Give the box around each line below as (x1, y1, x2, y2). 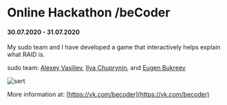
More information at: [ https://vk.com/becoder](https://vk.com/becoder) (7, 91, 210, 99)
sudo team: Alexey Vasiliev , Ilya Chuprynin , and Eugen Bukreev (7, 64, 186, 72)
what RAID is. (7, 50, 45, 59)
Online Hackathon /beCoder (7, 5, 171, 21)
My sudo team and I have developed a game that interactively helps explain (7, 43, 221, 51)
